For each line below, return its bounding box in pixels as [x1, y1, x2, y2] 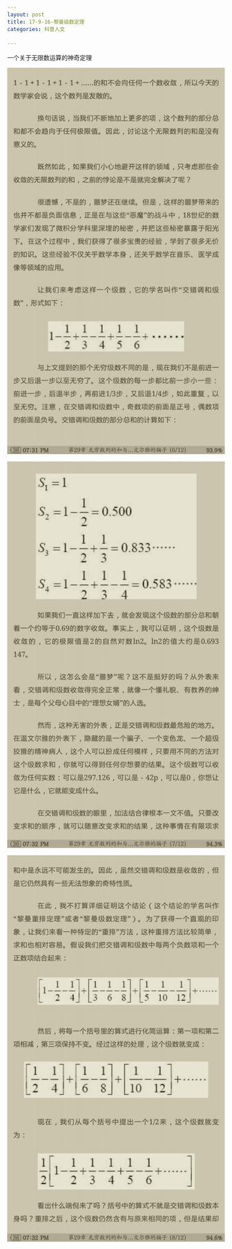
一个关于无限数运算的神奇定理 [7, 54, 92, 62]
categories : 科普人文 [7, 26, 66, 32]
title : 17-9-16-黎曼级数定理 [7, 18, 85, 26]
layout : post [7, 11, 45, 18]
